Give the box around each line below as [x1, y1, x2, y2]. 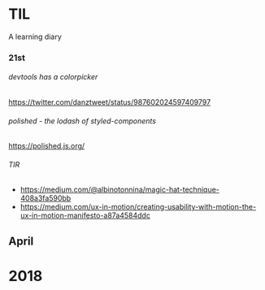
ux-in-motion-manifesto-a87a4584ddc [20, 210, 150, 220]
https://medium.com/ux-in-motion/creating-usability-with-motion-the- [20, 202, 257, 212]
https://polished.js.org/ [8, 141, 85, 151]
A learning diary [8, 32, 63, 41]
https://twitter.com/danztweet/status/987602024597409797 [8, 97, 211, 107]
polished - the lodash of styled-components [8, 115, 157, 126]
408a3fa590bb [20, 193, 72, 203]
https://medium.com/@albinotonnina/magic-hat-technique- [20, 184, 219, 195]
